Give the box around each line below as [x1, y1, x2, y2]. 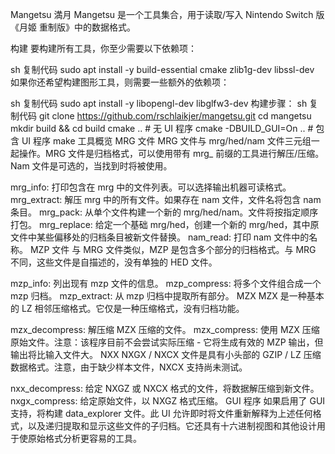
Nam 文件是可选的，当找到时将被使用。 [10, 160, 173, 172]
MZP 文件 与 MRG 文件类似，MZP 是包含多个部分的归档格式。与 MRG [29, 244, 317, 255]
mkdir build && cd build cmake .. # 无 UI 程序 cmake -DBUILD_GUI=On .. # [10, 123, 314, 134]
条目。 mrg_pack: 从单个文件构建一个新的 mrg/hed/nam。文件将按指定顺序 [10, 206, 319, 218]
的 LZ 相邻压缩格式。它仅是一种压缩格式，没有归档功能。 [10, 303, 245, 314]
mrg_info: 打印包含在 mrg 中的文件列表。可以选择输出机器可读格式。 [10, 181, 292, 193]
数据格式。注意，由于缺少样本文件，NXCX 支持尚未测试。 [10, 361, 248, 373]
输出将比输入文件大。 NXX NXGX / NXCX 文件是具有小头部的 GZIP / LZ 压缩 [10, 349, 322, 360]
